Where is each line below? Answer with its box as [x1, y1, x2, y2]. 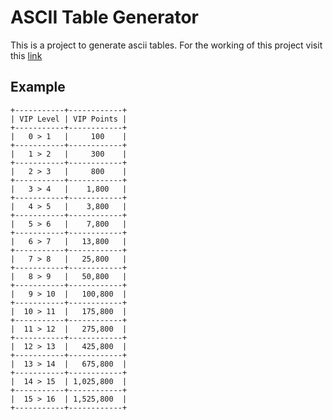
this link [10, 49, 43, 61]
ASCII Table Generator [10, 6, 199, 29]
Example [10, 79, 66, 96]
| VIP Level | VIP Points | [10, 114, 128, 124]
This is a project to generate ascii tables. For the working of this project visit [10, 39, 323, 51]
